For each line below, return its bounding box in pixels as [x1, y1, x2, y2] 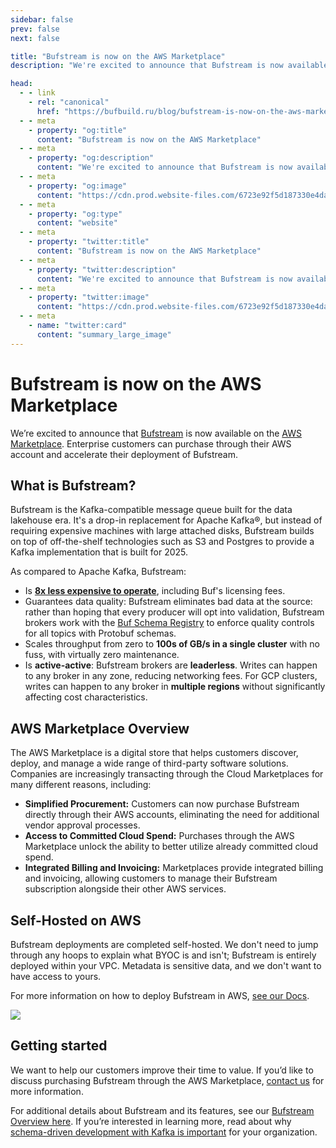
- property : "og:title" [28, 125, 128, 135]
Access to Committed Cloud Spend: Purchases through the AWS [24, 830, 295, 842]
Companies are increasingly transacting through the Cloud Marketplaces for [10, 768, 324, 780]
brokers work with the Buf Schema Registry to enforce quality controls [24, 617, 315, 629]
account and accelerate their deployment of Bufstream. [10, 448, 239, 460]
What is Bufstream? [10, 477, 137, 494]
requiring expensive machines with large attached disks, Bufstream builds [10, 525, 315, 537]
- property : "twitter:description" [28, 264, 177, 275]
